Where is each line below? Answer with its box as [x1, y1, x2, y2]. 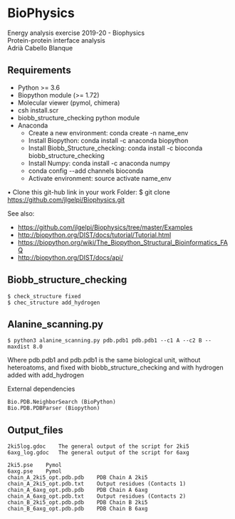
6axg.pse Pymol [7, 468, 62, 475]
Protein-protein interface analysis [7, 36, 105, 44]
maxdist [7, 343, 31, 350]
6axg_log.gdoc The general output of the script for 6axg [7, 449, 190, 456]
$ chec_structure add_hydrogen [7, 299, 100, 306]
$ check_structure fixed [7, 293, 81, 300]
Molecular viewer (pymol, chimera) [17, 98, 120, 107]
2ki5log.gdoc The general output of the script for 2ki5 [7, 443, 190, 450]
